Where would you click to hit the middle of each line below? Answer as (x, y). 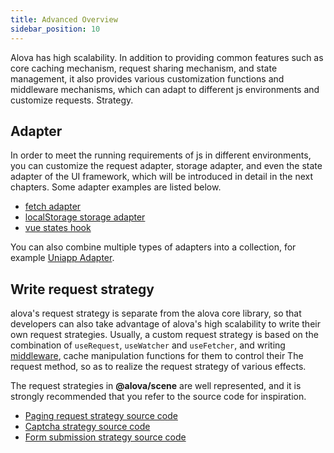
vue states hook (58, 228)
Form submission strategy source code (105, 437)
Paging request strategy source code (101, 416)
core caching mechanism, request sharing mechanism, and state (144, 68)
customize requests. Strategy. (72, 100)
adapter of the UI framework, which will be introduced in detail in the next (162, 177)
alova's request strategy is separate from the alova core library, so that (156, 313)
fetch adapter (53, 207)
